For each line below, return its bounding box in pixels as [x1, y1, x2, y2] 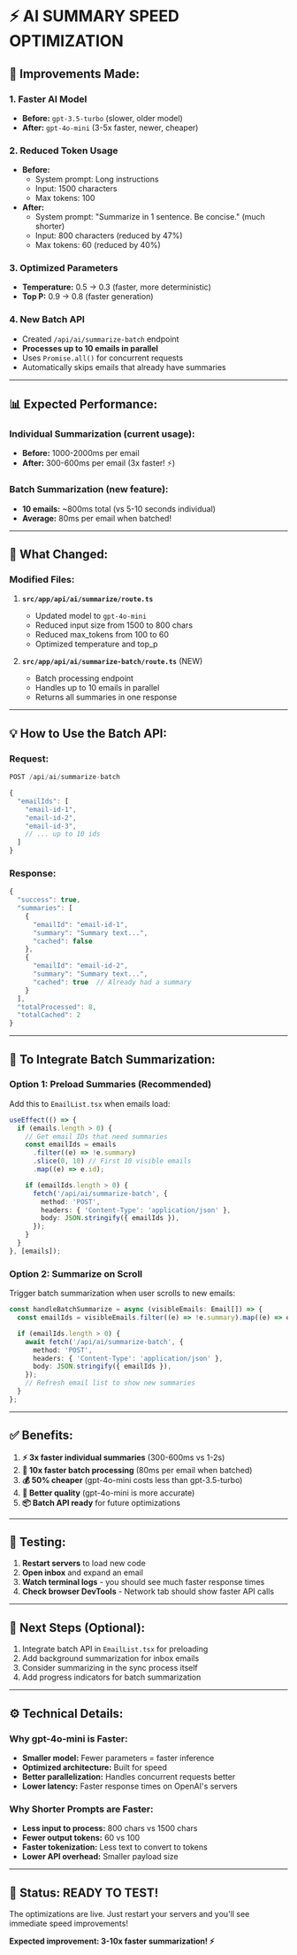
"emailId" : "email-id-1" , [32, 920, 128, 929]
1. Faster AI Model [9, 93, 88, 105]
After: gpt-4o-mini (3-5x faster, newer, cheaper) [21, 122, 199, 133]
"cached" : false [32, 937, 93, 946]
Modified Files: [9, 574, 75, 586]
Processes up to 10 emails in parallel [21, 343, 159, 353]
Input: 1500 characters [34, 183, 118, 194]
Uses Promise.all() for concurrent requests [21, 352, 184, 363]
